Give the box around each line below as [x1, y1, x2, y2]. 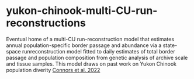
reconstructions [6, 16, 86, 30]
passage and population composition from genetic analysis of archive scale [6, 54, 188, 61]
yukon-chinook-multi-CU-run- [6, 4, 158, 17]
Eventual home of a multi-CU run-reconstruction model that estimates [6, 35, 174, 42]
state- [162, 42, 178, 49]
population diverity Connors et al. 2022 [6, 66, 101, 73]
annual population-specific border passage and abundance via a [6, 42, 162, 49]
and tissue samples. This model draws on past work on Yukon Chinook [6, 60, 177, 67]
